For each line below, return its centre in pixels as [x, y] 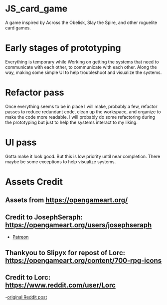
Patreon [20, 237]
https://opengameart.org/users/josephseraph [79, 225]
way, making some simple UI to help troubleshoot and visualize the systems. [83, 72]
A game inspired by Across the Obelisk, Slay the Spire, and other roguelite [81, 22]
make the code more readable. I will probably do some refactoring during [80, 117]
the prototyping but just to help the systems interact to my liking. [72, 122]
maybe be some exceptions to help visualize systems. [61, 161]
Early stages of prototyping [63, 48]
